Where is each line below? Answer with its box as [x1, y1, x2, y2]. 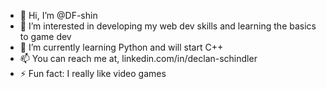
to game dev [19, 31, 72, 42]
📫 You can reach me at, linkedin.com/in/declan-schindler [19, 53, 258, 64]
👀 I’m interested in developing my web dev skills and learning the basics [19, 20, 317, 32]
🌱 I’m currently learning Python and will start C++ [19, 41, 224, 53]
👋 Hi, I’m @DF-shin [19, 10, 98, 21]
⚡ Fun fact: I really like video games [19, 68, 167, 79]
